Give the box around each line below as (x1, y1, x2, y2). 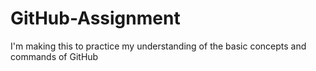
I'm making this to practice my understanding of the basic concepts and (10, 40, 307, 52)
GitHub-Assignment (10, 7, 181, 30)
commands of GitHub (10, 50, 99, 62)
